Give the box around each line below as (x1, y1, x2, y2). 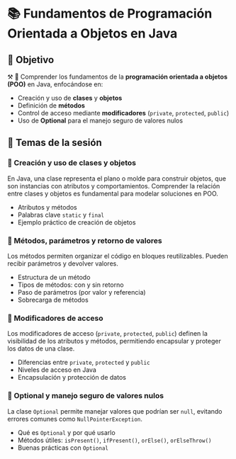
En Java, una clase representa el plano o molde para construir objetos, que (7, 174, 227, 183)
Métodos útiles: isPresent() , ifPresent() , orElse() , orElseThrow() (17, 436, 212, 444)
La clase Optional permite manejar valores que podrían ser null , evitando (7, 407, 223, 415)
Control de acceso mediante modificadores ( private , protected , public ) (17, 109, 230, 117)
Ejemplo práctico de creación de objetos (17, 217, 136, 227)
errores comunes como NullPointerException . (7, 414, 143, 423)
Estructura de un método (17, 273, 91, 281)
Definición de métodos (17, 101, 85, 110)
